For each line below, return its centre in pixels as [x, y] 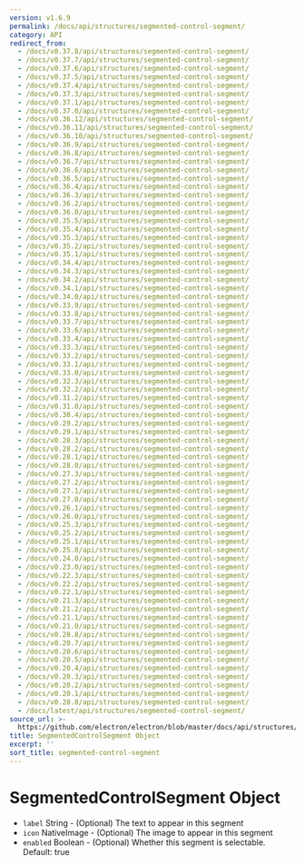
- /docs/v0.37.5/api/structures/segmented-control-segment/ [133, 77]
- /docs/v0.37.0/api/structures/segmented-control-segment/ [133, 111]
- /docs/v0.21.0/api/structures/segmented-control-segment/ [133, 626]
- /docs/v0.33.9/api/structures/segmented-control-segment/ [133, 305]
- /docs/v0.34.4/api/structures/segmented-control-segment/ [133, 263]
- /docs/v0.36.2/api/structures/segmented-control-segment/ [133, 204]
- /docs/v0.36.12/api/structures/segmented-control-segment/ [136, 119]
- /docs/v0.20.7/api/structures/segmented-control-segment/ [133, 643]
